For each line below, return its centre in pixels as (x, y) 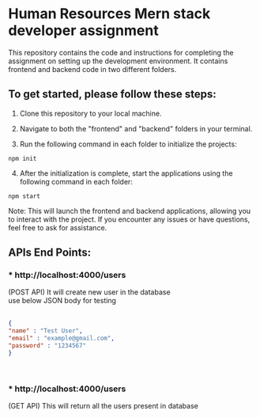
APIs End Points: (50, 253)
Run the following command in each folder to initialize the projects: (128, 144)
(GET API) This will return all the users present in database (104, 406)
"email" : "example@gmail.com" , (61, 338)
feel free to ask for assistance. (58, 227)
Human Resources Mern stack (109, 14)
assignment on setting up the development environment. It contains (118, 61)
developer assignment (84, 30)
